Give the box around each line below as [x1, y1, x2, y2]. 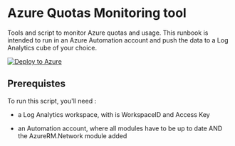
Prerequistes [7, 78, 66, 90]
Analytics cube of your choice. [7, 43, 98, 52]
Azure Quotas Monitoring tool [7, 5, 187, 21]
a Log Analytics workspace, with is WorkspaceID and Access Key [17, 110, 210, 118]
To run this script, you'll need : [7, 96, 97, 105]
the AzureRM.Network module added [17, 131, 127, 140]
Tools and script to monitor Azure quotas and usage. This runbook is [7, 28, 209, 37]
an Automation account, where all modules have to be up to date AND [17, 124, 223, 133]
